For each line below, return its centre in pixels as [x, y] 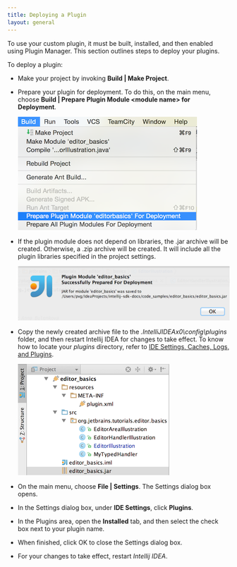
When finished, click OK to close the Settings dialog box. [100, 542]
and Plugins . [36, 354]
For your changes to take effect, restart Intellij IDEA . [92, 556]
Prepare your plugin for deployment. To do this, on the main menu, [114, 92]
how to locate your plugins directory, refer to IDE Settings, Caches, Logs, [123, 347]
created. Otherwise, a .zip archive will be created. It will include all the [119, 249]
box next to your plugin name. [61, 529]
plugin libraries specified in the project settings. [87, 256]
